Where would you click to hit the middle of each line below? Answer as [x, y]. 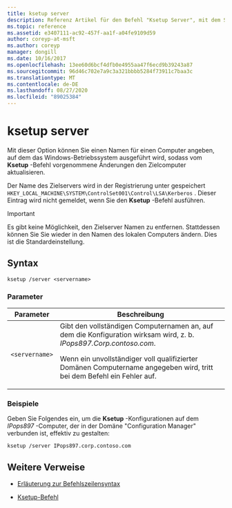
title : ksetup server [38, 13]
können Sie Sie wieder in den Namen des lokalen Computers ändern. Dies [112, 234]
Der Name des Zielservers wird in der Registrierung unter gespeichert [106, 185]
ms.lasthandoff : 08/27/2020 [48, 90]
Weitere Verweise [46, 467]
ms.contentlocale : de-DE [43, 84]
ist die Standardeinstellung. [46, 242]
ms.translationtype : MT [41, 78]
